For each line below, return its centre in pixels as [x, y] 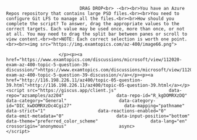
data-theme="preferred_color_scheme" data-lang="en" [97, 121]
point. [179, 39]
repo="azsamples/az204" [35, 95]
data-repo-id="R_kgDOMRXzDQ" [152, 95]
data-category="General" [36, 101]
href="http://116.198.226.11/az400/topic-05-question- [74, 80]
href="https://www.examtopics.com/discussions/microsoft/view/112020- [94, 60]
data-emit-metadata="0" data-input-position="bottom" [98, 116]
